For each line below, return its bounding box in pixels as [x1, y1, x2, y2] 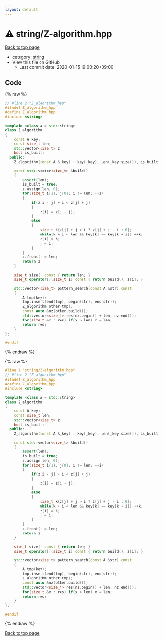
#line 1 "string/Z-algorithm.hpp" [5, 368, 76, 373]
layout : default [5, 7, 38, 12]
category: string [12, 54, 45, 60]
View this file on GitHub [12, 59, 60, 65]
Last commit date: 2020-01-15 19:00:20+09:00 [19, 64, 114, 70]
